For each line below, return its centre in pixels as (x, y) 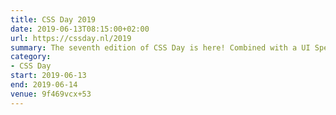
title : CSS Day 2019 (53, 19)
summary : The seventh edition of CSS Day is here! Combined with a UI (160, 47)
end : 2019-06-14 (44, 85)
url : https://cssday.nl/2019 (71, 38)
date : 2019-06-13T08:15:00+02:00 (80, 29)
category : (31, 57)
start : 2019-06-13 (48, 76)
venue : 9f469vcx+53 (51, 94)
